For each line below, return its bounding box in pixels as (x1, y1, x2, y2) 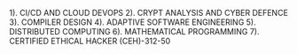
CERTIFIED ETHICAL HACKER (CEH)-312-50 (9, 35, 171, 46)
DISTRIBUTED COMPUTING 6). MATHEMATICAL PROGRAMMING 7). (9, 27, 260, 36)
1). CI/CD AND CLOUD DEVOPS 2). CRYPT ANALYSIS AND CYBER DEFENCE (9, 8, 288, 18)
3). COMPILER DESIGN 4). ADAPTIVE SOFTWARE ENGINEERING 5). (9, 17, 256, 27)
